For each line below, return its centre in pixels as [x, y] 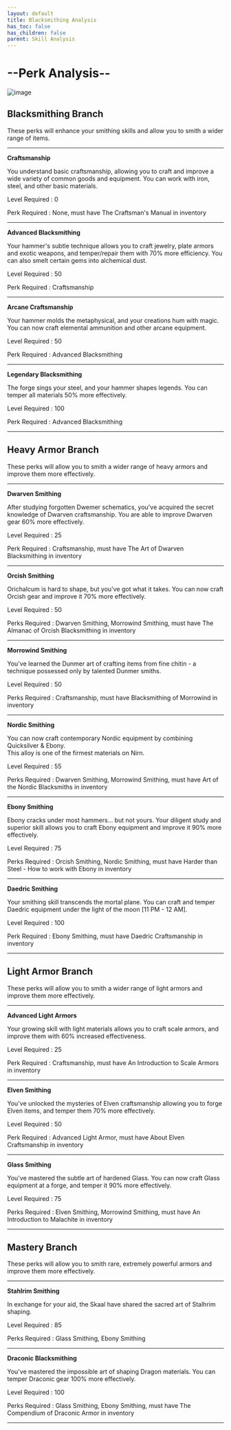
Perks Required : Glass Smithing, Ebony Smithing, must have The [99, 1406]
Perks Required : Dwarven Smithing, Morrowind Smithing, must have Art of [113, 779]
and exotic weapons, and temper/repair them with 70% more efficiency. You [115, 253]
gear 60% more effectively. [46, 522]
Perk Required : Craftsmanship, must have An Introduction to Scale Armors [113, 1062]
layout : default [30, 13]
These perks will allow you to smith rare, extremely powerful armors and [109, 1264]
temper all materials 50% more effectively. [67, 395]
